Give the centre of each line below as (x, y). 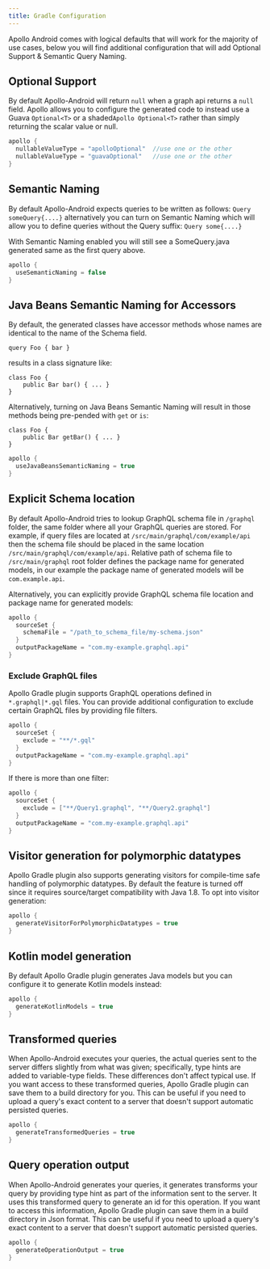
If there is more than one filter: (59, 778)
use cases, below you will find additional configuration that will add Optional (135, 47)
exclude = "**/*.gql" (59, 740)
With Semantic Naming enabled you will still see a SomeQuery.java (119, 241)
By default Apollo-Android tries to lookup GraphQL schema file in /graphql (132, 518)
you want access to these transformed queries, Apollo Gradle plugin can (129, 1085)
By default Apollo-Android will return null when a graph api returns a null (131, 101)
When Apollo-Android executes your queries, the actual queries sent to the (133, 1059)
